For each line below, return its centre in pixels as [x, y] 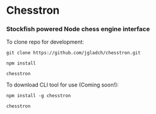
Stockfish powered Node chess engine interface [78, 29]
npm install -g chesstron [38, 96]
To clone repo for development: [45, 42]
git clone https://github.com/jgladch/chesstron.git [73, 53]
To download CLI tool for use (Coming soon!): [62, 85]
